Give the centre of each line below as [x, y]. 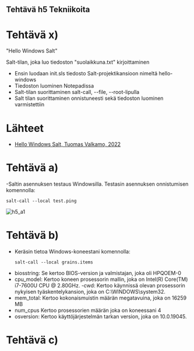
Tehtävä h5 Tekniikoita [48, 10]
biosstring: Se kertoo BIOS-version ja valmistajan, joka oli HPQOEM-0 [98, 273]
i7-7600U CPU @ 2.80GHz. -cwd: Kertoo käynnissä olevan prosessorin [100, 286]
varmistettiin [29, 105]
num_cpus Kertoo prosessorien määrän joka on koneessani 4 [88, 310]
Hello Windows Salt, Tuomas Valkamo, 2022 [68, 144]
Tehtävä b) [33, 235]
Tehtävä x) [32, 35]
